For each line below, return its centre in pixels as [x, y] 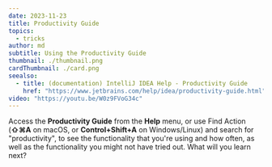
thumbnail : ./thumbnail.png [56, 61]
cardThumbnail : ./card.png [54, 69]
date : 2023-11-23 [38, 16]
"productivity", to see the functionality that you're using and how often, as [132, 139]
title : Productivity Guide [54, 23]
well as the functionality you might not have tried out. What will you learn [130, 147]
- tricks [30, 38]
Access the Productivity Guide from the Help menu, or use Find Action [127, 121]
